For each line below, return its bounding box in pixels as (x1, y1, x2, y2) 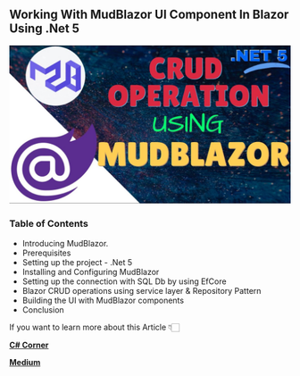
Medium (9, 356, 41, 367)
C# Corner (9, 339, 49, 350)
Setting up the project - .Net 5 (21, 256, 133, 267)
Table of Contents (9, 218, 89, 230)
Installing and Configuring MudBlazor (21, 266, 160, 277)
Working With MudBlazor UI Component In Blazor (9, 7, 289, 22)
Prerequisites (21, 247, 71, 258)
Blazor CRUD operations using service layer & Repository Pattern (21, 285, 262, 296)
